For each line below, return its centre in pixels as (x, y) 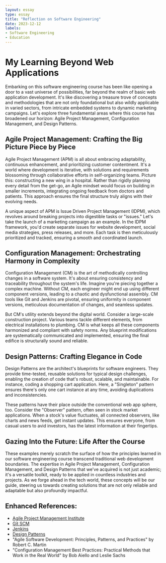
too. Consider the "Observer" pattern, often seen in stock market (72, 410)
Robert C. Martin (29, 545)
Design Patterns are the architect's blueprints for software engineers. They (82, 369)
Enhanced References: (41, 506)
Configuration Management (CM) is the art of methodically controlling (77, 273)
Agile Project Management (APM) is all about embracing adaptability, (76, 159)
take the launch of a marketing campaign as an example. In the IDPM (76, 222)
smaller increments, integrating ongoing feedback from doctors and (75, 191)
